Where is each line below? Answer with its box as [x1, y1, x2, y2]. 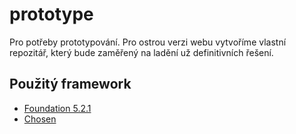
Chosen [23, 113, 57, 125]
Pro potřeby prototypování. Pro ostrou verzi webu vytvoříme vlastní [9, 36, 287, 48]
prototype [9, 3, 94, 26]
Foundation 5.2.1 [23, 102, 92, 114]
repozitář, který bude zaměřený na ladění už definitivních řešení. [9, 46, 274, 58]
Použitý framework [9, 76, 132, 93]
